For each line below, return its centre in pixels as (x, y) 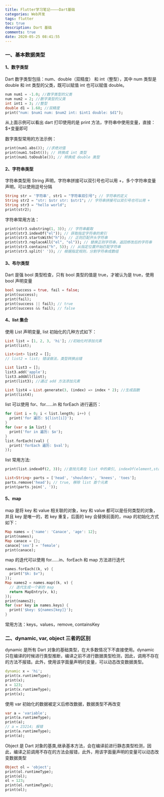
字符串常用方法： (22, 219)
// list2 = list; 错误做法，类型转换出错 (44, 359)
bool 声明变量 (19, 281)
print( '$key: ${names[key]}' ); (41, 610)
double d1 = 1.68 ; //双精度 (32, 108)
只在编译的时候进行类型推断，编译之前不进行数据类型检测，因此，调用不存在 (82, 656)
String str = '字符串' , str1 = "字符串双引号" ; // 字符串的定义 (66, 196)
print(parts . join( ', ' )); (31, 487)
